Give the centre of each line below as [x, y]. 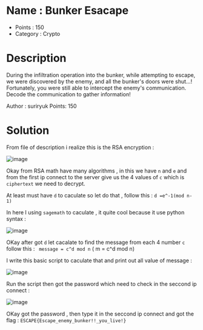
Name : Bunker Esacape [68, 11]
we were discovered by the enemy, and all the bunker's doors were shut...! [99, 81]
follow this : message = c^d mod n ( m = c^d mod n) [71, 248]
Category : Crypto [38, 33]
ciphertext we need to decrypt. [46, 183]
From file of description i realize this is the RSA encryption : [80, 147]
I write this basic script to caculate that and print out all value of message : [99, 260]
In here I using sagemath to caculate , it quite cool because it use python [95, 212]
